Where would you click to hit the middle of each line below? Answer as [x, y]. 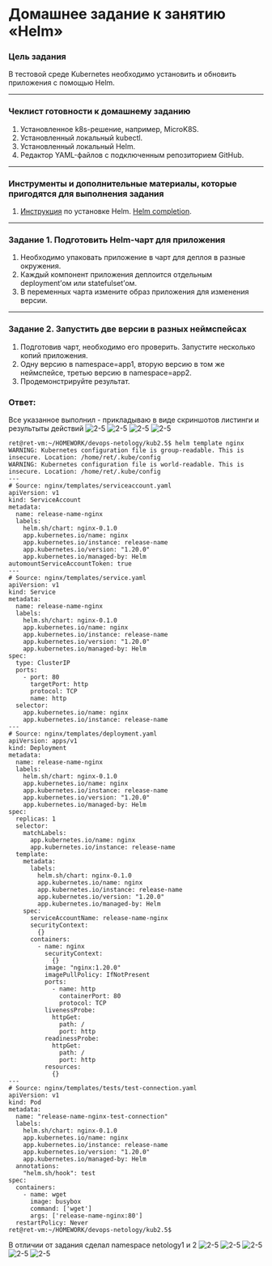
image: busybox [55, 1201]
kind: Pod [25, 1102]
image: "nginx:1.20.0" [83, 968]
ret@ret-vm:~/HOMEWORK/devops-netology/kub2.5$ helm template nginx [126, 443]
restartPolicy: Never [52, 1223]
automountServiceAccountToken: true [70, 564]
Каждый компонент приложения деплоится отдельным [116, 275]
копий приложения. [54, 355]
